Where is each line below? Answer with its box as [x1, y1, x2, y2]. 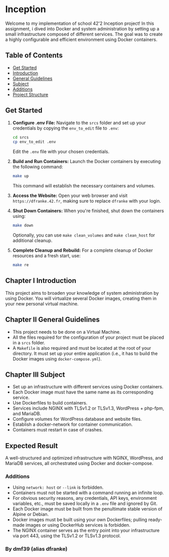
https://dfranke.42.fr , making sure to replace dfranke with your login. [12, 198, 161, 204]
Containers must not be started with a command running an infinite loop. [12, 490, 164, 496]
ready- [148, 516, 162, 523]
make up [12, 174, 29, 179]
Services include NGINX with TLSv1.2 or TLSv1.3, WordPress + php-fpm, [12, 405, 164, 411]
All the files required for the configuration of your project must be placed [12, 334, 164, 340]
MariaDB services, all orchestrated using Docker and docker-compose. [5, 460, 153, 466]
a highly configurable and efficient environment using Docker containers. [5, 36, 158, 43]
